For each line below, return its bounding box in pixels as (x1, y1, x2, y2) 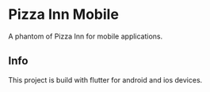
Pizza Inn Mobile (8, 6, 119, 24)
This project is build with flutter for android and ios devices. (8, 75, 203, 84)
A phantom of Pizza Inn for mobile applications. (8, 31, 163, 41)
